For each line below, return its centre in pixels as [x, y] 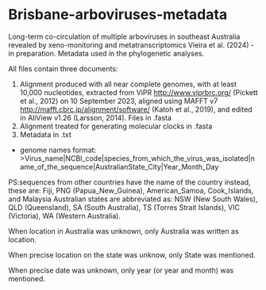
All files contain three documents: [63, 68]
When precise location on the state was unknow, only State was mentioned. [132, 254]
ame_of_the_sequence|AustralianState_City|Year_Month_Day [119, 166]
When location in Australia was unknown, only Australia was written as [124, 231]
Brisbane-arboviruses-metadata [118, 15]
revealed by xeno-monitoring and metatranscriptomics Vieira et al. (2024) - [131, 44]
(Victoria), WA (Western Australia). [65, 216]
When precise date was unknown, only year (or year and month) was [121, 270]
